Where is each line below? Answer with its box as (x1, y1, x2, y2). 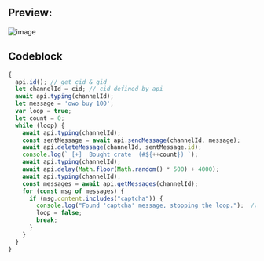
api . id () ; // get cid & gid (15, 78, 108, 85)
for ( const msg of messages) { (22, 187, 125, 195)
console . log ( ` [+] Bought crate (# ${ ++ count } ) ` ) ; (22, 150, 199, 159)
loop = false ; (36, 209, 82, 217)
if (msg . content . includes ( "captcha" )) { (28, 194, 163, 202)
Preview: (8, 6, 53, 20)
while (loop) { (15, 121, 65, 129)
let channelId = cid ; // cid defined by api (15, 85, 163, 93)
